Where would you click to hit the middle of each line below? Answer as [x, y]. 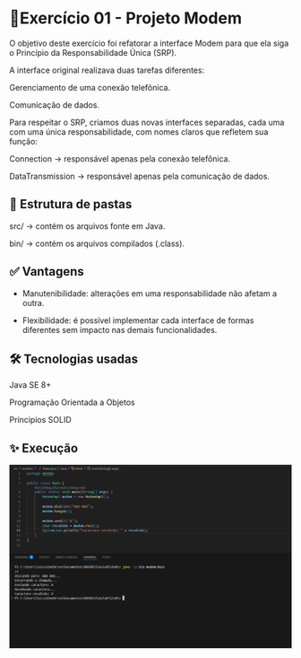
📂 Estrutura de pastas [71, 204]
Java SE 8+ [30, 385]
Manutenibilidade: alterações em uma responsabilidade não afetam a [150, 293]
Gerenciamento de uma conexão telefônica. [90, 87]
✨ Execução [44, 448]
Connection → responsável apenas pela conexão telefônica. [120, 158]
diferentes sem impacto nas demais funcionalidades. [120, 329]
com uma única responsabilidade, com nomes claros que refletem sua [139, 132]
